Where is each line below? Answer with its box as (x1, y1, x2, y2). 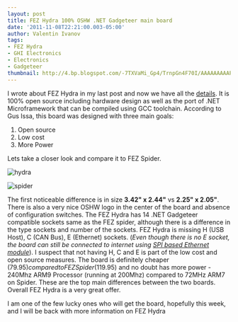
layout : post (7, 10, 46, 18)
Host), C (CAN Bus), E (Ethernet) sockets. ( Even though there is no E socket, (7, 233, 230, 241)
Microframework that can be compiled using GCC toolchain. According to (7, 104, 222, 113)
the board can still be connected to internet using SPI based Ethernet (7, 240, 210, 248)
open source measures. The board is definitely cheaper (7, 255, 170, 264)
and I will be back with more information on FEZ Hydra (7, 306, 166, 315)
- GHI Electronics (7, 50, 62, 57)
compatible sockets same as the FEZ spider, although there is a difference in (7, 217, 231, 226)
